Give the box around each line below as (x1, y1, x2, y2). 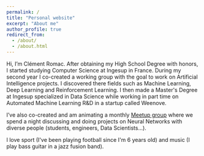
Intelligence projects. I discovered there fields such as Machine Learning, (6, 79, 191, 87)
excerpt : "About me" (6, 20, 59, 26)
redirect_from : (6, 32, 45, 38)
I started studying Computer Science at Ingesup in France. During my (6, 66, 181, 74)
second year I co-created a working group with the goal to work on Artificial (6, 73, 198, 80)
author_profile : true (6, 26, 62, 33)
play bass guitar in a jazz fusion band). (6, 142, 104, 150)
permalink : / (6, 9, 40, 15)
